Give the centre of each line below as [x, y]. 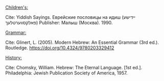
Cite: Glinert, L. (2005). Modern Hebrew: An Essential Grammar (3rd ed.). [82, 42]
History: [14, 58]
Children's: [17, 7]
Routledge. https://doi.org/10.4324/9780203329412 [60, 48]
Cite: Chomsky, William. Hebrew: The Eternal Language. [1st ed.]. [74, 67]
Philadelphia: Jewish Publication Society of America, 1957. [66, 73]
